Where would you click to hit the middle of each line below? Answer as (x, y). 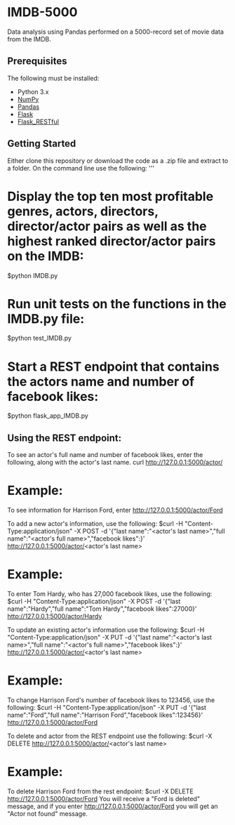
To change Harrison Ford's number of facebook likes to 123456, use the (111, 700)
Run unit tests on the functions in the (117, 304)
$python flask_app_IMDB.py (48, 416)
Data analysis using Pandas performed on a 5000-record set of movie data (116, 32)
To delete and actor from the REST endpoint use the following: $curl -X (110, 736)
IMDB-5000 (42, 12)
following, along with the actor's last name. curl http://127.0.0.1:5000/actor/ (115, 462)
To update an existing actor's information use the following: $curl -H (106, 630)
